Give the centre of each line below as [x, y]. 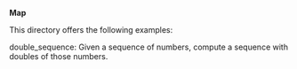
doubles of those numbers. [59, 56]
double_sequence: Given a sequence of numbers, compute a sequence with [149, 47]
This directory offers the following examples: [91, 30]
